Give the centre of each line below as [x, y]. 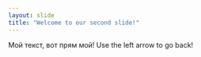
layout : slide [32, 15]
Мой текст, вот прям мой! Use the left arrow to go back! [101, 45]
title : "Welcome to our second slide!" [74, 23]
